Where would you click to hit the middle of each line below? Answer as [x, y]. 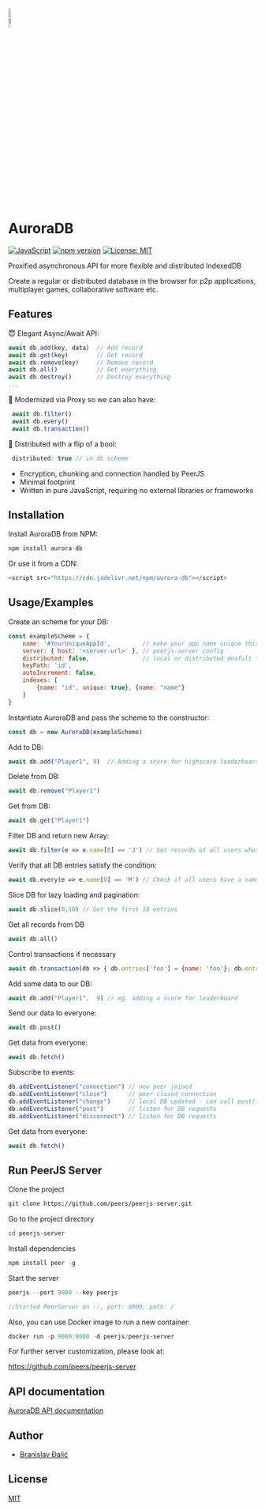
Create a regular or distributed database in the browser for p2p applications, [132, 281]
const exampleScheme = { [49, 636]
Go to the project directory [51, 1219]
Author [26, 1435]
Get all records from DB [47, 924]
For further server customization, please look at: [86, 1351]
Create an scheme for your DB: [58, 621]
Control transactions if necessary [62, 954]
